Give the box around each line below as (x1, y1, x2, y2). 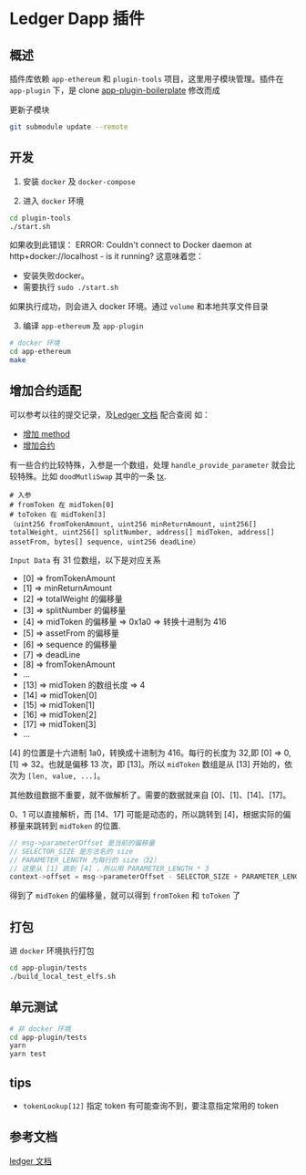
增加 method (22, 428, 70, 439)
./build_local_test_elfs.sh (9, 972, 117, 981)
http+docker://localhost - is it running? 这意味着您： (9, 251, 205, 262)
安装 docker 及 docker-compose (22, 175, 136, 187)
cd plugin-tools (9, 213, 71, 223)
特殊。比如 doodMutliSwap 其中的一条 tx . (16, 471, 167, 482)
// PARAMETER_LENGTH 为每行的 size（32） (9, 855, 161, 865)
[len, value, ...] (26, 772, 97, 781)
